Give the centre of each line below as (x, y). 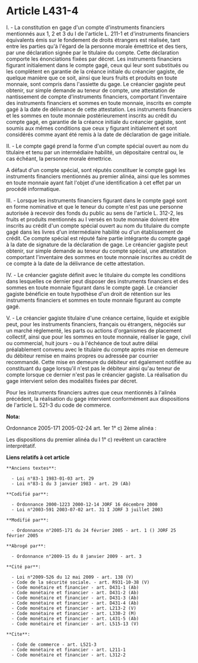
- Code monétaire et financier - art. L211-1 (69, 650)
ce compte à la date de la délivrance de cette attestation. (76, 263)
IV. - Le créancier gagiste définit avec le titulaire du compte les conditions (96, 275)
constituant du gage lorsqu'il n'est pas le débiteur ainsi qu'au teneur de (93, 368)
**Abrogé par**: (26, 546)
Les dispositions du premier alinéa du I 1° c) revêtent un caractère (86, 439)
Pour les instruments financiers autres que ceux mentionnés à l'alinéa (91, 392)
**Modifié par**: (28, 520)
